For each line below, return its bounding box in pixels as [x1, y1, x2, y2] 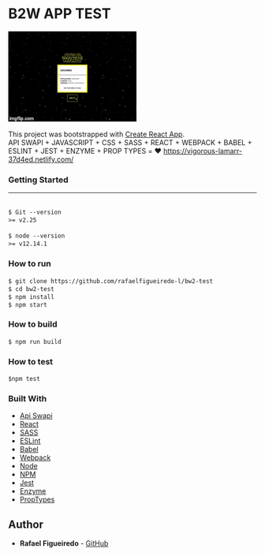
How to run [8, 258, 51, 269]
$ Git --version [8, 208, 62, 217]
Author [8, 517, 43, 531]
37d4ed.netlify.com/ [8, 155, 74, 164]
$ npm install [8, 293, 55, 300]
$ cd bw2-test [8, 285, 55, 293]
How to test [8, 356, 54, 367]
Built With [8, 394, 47, 405]
